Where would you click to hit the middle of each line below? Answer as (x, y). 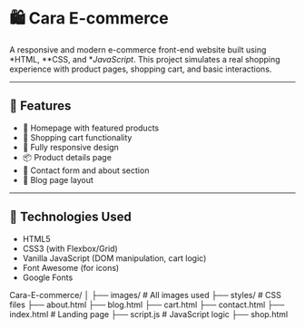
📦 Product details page (67, 157)
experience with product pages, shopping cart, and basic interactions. (141, 69)
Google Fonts (48, 277)
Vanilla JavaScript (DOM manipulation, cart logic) (114, 258)
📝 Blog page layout (58, 179)
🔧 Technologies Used (70, 217)
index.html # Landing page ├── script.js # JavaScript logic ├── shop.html (149, 314)
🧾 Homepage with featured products (91, 128)
